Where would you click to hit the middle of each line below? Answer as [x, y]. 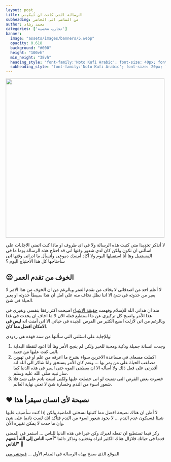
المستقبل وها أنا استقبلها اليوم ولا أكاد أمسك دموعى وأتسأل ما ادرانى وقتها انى [79, 256]
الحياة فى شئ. [20, 300]
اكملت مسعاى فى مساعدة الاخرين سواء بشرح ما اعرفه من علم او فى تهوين [84, 357]
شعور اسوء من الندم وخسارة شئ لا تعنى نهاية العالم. [62, 384]
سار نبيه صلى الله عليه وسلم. [40, 373]
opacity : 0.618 [26, 43]
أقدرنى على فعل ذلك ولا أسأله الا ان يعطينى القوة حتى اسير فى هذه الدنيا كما [85, 368]
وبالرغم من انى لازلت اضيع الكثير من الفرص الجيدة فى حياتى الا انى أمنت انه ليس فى [85, 321]
